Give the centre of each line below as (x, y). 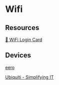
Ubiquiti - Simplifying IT (29, 77)
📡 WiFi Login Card (24, 39)
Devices (18, 55)
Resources (22, 28)
